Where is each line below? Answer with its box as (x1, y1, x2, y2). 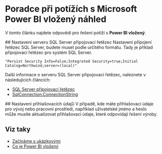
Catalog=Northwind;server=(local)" (5, 63, 77, 68)
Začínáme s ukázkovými (12, 138, 61, 144)
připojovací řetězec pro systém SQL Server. (5, 50, 92, 55)
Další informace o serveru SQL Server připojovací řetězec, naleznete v (5, 71, 146, 77)
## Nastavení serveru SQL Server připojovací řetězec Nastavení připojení (5, 39, 152, 45)
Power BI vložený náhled (5, 14, 107, 25)
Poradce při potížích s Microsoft (5, 3, 137, 15)
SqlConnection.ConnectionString (12, 91, 78, 97)
